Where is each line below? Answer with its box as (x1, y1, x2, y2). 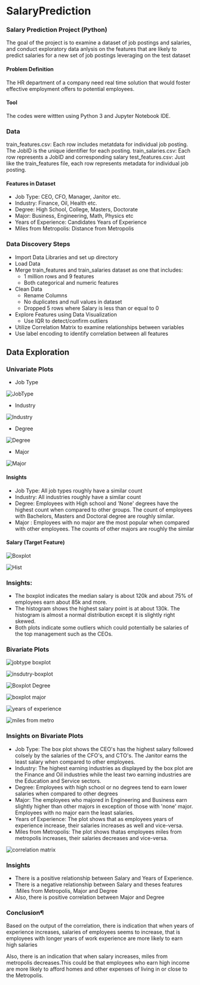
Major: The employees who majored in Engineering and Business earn (14, 796, 187, 803)
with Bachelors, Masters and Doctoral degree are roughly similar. (14, 512, 175, 519)
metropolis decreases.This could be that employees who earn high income (6, 959, 190, 966)
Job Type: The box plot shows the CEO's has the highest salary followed (14, 745, 194, 752)
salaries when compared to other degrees (14, 790, 118, 797)
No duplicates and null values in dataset (23, 298, 122, 305)
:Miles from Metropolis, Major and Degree (14, 887, 118, 894)
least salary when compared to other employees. (14, 758, 136, 765)
